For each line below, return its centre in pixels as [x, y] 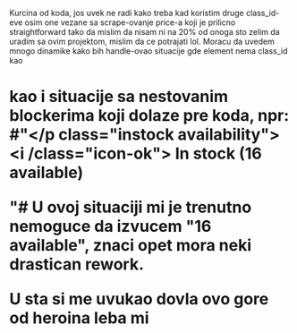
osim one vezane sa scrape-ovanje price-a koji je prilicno [130, 22]
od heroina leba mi [79, 318]
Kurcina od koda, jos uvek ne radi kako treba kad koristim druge [127, 13]
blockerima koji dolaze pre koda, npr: [149, 116]
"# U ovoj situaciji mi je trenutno [131, 207]
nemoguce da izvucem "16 [110, 226]
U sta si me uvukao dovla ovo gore [139, 299]
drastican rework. [77, 265]
